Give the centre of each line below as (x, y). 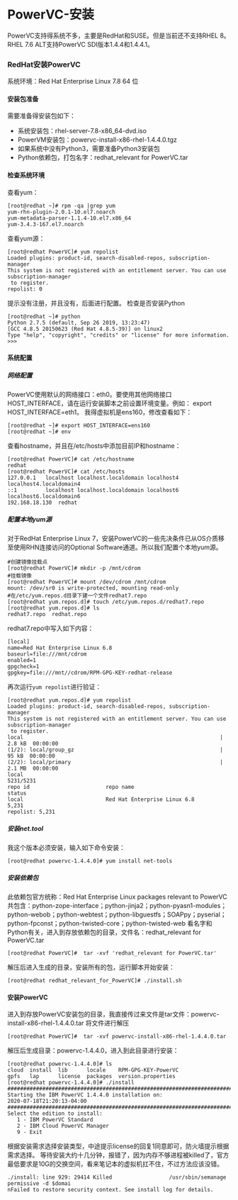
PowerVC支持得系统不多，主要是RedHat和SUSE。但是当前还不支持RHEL (113, 35)
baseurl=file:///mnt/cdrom (47, 654)
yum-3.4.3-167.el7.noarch (45, 224)
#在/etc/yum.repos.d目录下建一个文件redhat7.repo (77, 596)
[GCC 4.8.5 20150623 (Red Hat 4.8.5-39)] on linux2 (85, 329)
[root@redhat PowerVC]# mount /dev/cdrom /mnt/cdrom (87, 582)
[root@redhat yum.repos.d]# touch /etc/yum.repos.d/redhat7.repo (106, 602)
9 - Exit (29, 1132)
